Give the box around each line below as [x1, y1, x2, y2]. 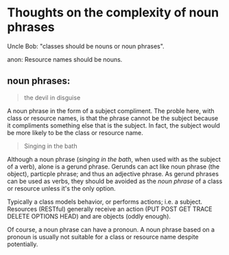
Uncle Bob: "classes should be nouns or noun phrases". [7, 42, 165, 50]
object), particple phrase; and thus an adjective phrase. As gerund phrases [7, 169, 219, 178]
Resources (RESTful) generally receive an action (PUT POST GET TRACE [7, 204, 213, 213]
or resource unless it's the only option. [7, 184, 116, 193]
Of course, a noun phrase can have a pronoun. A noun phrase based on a [7, 225, 215, 234]
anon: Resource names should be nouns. [7, 55, 123, 63]
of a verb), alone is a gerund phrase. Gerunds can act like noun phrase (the [7, 162, 220, 171]
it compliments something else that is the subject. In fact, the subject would [7, 121, 221, 130]
